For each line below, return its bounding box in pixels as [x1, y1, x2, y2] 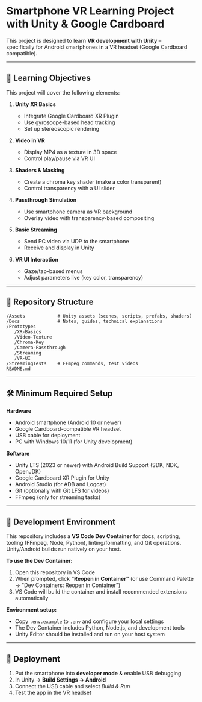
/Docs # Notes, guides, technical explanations [6, 318, 163, 324]
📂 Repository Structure [6, 297, 94, 307]
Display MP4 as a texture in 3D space [23, 148, 117, 155]
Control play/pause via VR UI [23, 155, 95, 162]
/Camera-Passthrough [14, 345, 66, 351]
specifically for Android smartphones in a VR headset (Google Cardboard [6, 43, 188, 51]
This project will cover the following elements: [6, 89, 120, 96]
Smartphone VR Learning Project [6, 4, 174, 18]
